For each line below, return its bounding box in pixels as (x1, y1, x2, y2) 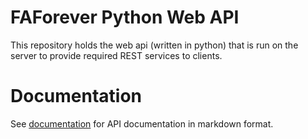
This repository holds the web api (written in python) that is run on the (10, 39, 299, 51)
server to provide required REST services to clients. (10, 49, 223, 61)
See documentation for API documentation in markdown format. (10, 117, 274, 130)
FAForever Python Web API (10, 6, 240, 29)
